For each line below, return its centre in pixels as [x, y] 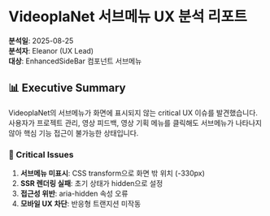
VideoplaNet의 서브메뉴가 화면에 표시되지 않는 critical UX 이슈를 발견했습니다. [133, 112]
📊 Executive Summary [67, 88]
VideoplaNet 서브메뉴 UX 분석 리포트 [128, 17]
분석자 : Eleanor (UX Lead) [51, 50]
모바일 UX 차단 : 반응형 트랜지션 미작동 [81, 204]
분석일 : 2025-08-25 [41, 41]
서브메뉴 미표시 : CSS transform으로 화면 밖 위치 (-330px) [113, 173]
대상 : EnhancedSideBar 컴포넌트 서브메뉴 [75, 61]
